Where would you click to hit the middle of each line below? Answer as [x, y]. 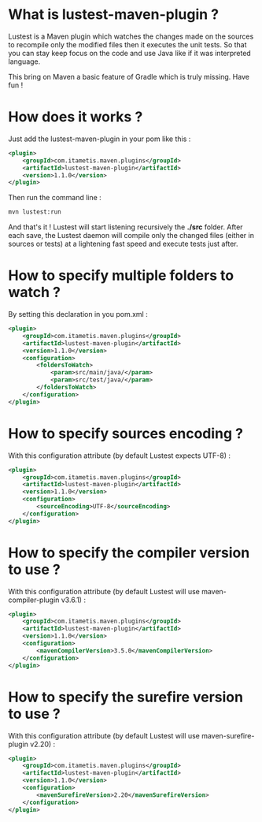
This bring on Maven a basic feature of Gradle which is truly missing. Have [129, 76]
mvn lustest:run [35, 212]
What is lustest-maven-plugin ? [113, 15]
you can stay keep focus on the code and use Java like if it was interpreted [130, 53]
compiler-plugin [34, 600]
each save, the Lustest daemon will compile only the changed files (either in [131, 236]
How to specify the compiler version [129, 552]
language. [24, 61]
